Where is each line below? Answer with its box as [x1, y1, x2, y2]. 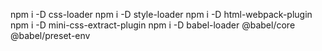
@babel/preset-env [10, 30, 91, 41]
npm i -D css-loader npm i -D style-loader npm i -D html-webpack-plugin [10, 9, 313, 20]
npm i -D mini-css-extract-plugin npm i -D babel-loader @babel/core [10, 19, 296, 31]
